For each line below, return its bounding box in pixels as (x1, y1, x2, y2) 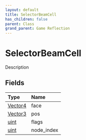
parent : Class (5, 21, 35, 27)
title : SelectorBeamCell (5, 12, 57, 17)
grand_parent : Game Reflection (5, 26, 70, 31)
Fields (5, 79, 25, 87)
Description (5, 64, 29, 70)
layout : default (5, 7, 39, 13)
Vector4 (7, 102, 26, 109)
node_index (31, 126, 59, 133)
